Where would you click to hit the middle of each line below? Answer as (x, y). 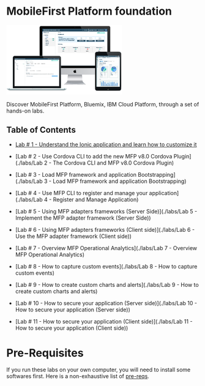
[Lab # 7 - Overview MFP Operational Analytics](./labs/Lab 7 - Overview (106, 248)
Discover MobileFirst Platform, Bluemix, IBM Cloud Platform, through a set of (103, 104)
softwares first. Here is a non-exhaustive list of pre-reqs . (78, 376)
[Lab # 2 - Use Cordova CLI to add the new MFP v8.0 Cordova (94, 157)
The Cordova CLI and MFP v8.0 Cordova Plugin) (114, 163)
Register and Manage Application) (96, 199)
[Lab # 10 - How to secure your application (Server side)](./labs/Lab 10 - (106, 303)
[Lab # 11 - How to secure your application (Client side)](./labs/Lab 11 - (104, 322)
